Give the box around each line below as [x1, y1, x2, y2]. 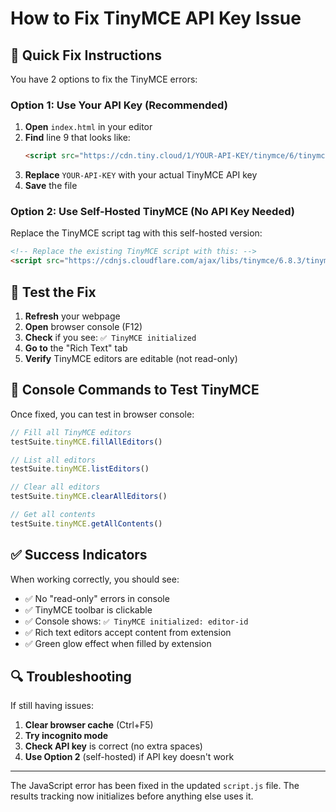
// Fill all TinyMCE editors [10, 427, 132, 437]
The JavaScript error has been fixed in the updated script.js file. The [10, 780, 300, 792]
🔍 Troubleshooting [10, 668, 132, 686]
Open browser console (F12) [24, 321, 143, 333]
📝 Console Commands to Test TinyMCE [10, 382, 260, 399]
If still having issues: [10, 700, 94, 712]
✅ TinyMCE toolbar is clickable [24, 603, 153, 616]
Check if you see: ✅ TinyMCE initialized [24, 332, 197, 344]
